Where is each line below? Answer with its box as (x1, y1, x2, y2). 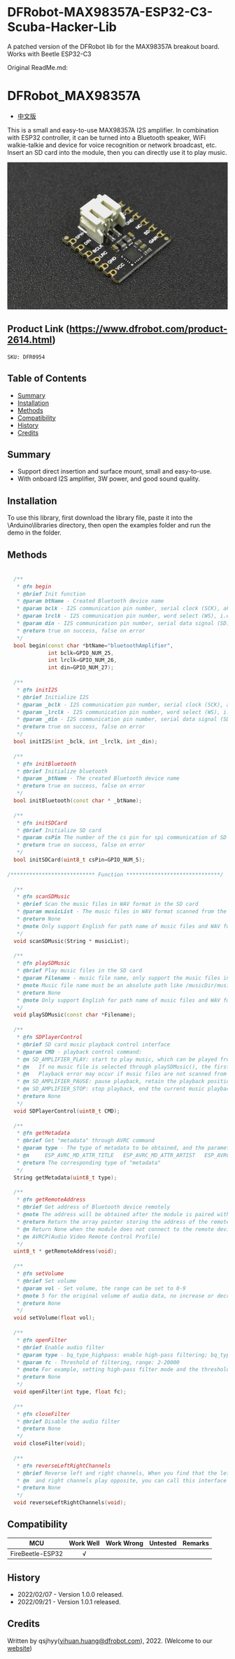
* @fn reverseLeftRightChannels (16, 1462, 111, 1469)
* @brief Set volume (16, 1277, 77, 1284)
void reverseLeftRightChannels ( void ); (13, 1499, 127, 1506)
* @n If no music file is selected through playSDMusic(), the (16, 1063, 211, 1071)
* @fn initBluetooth (16, 760, 77, 767)
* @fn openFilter (16, 1336, 68, 1344)
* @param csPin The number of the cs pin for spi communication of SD (16, 834, 227, 841)
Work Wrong (106, 1539, 143, 1548)
